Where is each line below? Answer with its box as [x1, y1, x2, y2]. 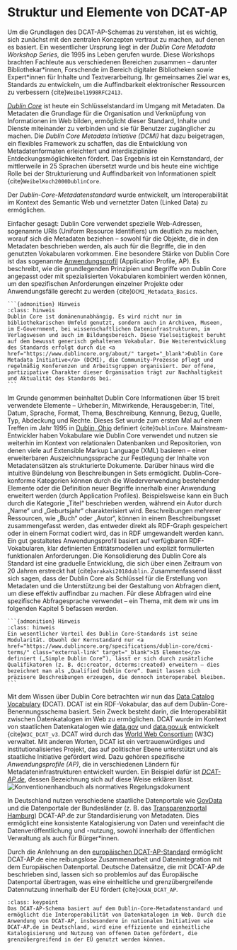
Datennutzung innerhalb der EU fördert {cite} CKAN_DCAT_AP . [7, 885, 178, 893]
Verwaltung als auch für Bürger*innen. [7, 833, 120, 842]
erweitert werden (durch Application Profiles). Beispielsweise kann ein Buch [7, 491, 229, 500]
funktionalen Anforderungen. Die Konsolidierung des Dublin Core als [7, 551, 207, 560]
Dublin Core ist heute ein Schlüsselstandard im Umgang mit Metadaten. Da [7, 101, 225, 110]
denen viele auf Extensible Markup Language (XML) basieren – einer [7, 446, 207, 454]
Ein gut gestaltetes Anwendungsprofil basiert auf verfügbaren [7, 536, 187, 545]
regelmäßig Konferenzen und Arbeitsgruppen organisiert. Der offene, [7, 362, 217, 370]
